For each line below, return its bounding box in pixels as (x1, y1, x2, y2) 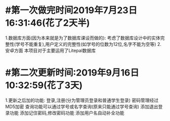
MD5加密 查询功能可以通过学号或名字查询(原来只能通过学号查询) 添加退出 (5, 103, 158, 109)
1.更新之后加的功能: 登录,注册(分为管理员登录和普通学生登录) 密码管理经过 (5, 97, 158, 103)
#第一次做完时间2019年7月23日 (5, 5, 138, 16)
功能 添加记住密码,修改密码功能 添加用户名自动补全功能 (9, 109, 124, 116)
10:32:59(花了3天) (5, 80, 83, 91)
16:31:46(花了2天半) (5, 17, 90, 29)
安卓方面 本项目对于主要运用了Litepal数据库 (5, 47, 96, 53)
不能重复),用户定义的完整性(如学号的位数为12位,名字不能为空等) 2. (24, 41, 162, 47)
